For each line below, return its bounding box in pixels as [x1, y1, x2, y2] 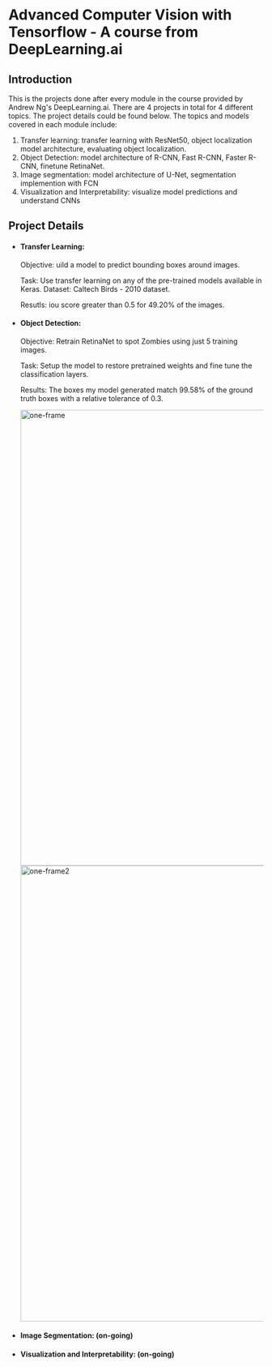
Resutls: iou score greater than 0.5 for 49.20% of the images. [19, 300, 225, 310]
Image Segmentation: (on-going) [19, 1331, 134, 1340]
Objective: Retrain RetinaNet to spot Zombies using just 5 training [19, 336, 238, 346]
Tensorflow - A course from [8, 23, 198, 41]
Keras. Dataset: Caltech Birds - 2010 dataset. [19, 284, 171, 293]
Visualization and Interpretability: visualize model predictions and [19, 187, 238, 196]
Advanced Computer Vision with [8, 6, 232, 24]
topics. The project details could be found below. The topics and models [8, 111, 249, 121]
